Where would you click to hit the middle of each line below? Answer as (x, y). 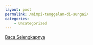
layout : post (18, 10)
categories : (17, 19)
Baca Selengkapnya (25, 37)
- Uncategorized (31, 23)
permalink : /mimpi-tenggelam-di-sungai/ (47, 14)
